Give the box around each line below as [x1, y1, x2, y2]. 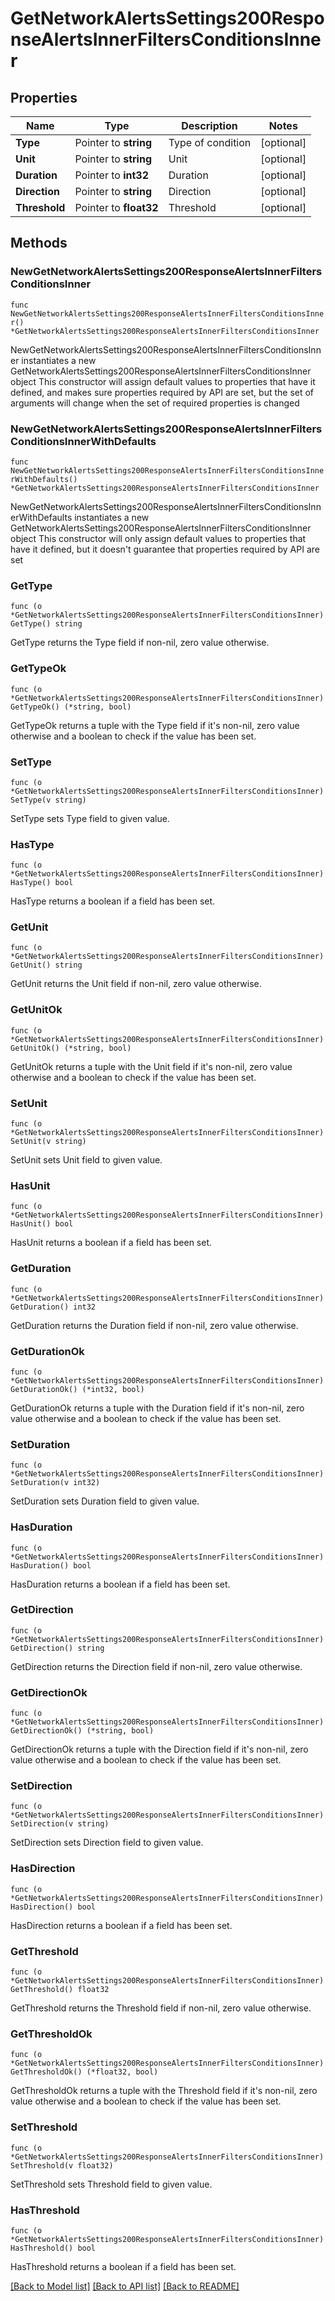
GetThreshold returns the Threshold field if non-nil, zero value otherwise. [10, 2002, 312, 2014]
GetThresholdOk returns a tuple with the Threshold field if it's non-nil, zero [10, 2085, 318, 2097]
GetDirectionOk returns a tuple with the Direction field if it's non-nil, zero [10, 1743, 309, 1756]
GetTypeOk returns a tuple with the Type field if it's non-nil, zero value [10, 719, 300, 731]
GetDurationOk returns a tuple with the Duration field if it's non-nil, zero [10, 1402, 305, 1414]
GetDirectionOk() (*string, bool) [10, 1726, 155, 1736]
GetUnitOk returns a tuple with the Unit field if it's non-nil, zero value [10, 1060, 293, 1072]
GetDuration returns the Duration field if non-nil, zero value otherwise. [10, 1319, 299, 1331]
